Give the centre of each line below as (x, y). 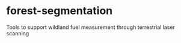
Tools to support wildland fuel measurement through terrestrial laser (91, 27)
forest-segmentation (60, 11)
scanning (18, 33)
